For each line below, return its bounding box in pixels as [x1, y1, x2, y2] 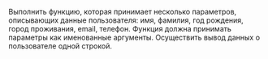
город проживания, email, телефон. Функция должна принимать [8, 24, 231, 33]
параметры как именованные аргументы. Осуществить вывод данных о [8, 32, 261, 42]
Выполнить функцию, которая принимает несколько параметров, [8, 7, 237, 16]
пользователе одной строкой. [8, 41, 112, 51]
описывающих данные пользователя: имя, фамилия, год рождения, [8, 15, 244, 25]
